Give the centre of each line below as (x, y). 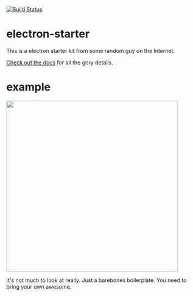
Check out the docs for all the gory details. (60, 62)
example (29, 87)
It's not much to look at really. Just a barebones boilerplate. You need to (96, 280)
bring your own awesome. (39, 286)
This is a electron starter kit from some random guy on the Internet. (91, 50)
